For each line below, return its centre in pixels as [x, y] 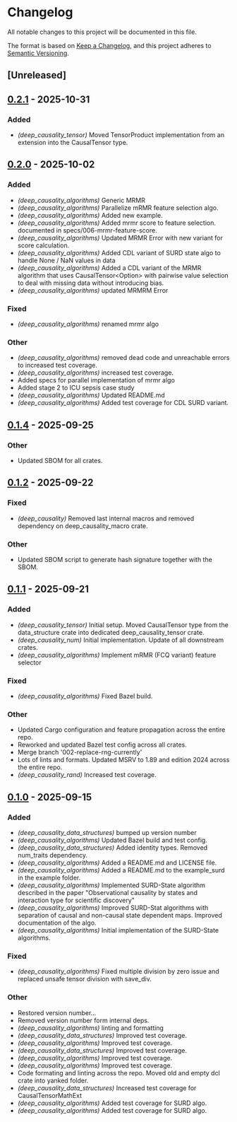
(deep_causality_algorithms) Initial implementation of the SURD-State [118, 930]
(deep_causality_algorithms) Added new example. [90, 215]
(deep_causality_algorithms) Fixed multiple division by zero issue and [119, 971]
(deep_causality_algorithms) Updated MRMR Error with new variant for [120, 238]
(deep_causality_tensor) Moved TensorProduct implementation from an [121, 135]
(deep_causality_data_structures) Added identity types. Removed [113, 847]
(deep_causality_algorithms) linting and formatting [91, 1028]
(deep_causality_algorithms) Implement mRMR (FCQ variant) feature [117, 655]
